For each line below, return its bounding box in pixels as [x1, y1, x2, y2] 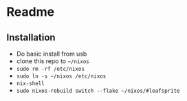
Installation [6, 32, 56, 43]
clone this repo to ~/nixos [16, 57, 90, 65]
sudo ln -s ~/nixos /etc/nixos [16, 73, 107, 80]
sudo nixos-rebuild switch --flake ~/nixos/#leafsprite [16, 87, 180, 94]
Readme [6, 4, 55, 20]
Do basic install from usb [16, 49, 87, 58]
